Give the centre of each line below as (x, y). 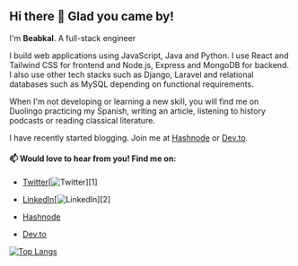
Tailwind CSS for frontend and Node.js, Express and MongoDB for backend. (149, 64)
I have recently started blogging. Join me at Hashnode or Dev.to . (129, 137)
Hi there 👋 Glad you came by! (92, 17)
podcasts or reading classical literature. (82, 120)
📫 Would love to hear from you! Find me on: (93, 159)
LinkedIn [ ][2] (66, 200)
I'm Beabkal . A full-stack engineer (73, 38)
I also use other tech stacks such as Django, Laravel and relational (131, 74)
